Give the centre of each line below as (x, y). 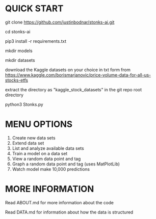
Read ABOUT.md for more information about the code (59, 202)
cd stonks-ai (18, 31)
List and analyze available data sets (48, 148)
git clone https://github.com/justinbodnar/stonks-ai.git (60, 22)
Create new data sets (34, 137)
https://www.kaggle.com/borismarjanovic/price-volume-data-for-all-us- (78, 75)
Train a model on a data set (40, 153)
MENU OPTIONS (39, 124)
